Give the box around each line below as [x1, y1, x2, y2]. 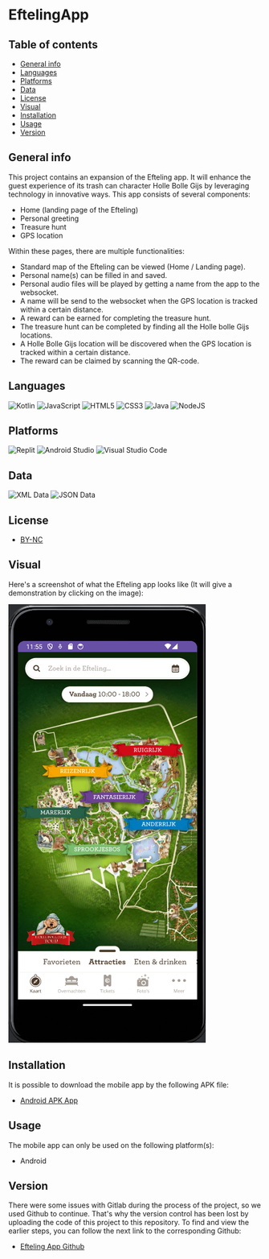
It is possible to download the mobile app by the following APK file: [8, 1079, 229, 1089]
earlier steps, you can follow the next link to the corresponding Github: [8, 1226, 242, 1236]
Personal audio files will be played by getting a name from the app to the [19, 279, 260, 288]
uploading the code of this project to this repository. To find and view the [8, 1218, 250, 1228]
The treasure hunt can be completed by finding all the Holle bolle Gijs [19, 321, 250, 331]
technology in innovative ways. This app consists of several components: [8, 189, 251, 199]
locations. [19, 330, 53, 340]
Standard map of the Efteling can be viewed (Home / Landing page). [19, 262, 247, 271]
